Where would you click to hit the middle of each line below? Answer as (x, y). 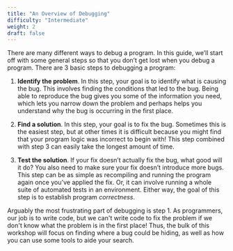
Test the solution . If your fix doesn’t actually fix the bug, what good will (120, 160)
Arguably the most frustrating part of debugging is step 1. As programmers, (115, 211)
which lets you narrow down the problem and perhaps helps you (110, 104)
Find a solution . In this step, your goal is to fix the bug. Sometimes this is (122, 124)
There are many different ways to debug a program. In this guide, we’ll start (115, 53)
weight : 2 (22, 26)
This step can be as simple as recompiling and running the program (114, 175)
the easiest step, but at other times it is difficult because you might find (119, 132)
